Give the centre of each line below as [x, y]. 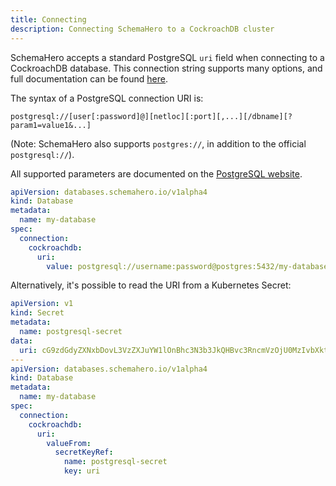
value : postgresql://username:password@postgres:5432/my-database [187, 266]
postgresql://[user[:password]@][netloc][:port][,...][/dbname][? [151, 116]
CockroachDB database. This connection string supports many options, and [166, 68]
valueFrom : [69, 443]
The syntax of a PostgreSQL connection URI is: [107, 98]
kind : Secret [37, 313]
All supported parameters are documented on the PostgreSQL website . [156, 173]
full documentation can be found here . [89, 78]
